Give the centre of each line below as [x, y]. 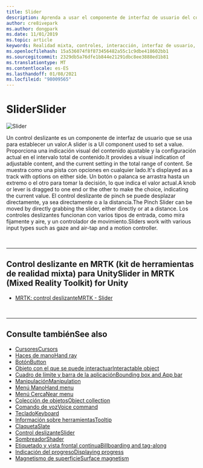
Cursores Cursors [37, 349]
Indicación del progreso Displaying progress [69, 452]
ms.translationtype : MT [36, 62]
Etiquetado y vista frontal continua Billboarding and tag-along [91, 445]
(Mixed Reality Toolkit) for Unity [67, 283]
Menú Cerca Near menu [44, 394]
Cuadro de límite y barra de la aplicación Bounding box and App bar [99, 374]
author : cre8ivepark [32, 23]
